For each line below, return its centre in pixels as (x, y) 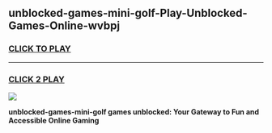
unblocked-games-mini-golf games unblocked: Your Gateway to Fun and (134, 111)
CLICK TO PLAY (40, 49)
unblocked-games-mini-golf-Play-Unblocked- (128, 13)
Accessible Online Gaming (54, 120)
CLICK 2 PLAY (36, 79)
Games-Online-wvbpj (64, 26)
